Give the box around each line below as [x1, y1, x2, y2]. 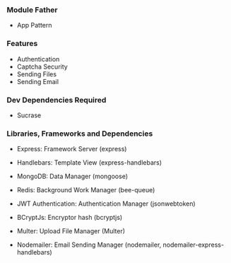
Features [6, 39, 38, 49]
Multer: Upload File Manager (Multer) [16, 227, 125, 235]
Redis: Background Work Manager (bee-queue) [16, 186, 155, 194]
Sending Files [16, 69, 57, 78]
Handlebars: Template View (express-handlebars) [16, 158, 162, 167]
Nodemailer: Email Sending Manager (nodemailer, [16, 240, 162, 249]
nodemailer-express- [162, 240, 224, 249]
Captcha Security [16, 62, 68, 71]
